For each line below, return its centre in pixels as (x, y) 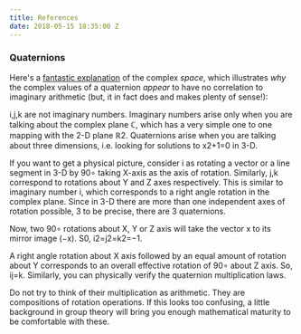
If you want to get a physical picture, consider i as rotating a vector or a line (150, 163)
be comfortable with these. (60, 321)
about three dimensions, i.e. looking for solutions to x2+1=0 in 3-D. (133, 145)
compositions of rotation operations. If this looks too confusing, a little (140, 302)
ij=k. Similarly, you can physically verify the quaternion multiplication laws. (148, 275)
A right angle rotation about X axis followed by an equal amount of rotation (148, 255)
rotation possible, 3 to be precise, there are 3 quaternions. (118, 211)
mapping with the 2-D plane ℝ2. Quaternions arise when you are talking (143, 135)
